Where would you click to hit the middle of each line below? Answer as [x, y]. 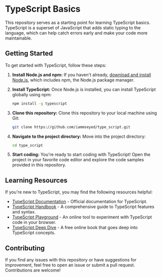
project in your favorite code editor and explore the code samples [78, 160]
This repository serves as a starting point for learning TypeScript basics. [78, 22]
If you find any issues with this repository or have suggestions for [71, 260]
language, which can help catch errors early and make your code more [76, 33]
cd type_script [28, 145]
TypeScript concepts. [34, 233]
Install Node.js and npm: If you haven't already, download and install [81, 75]
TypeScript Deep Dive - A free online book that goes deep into [75, 228]
